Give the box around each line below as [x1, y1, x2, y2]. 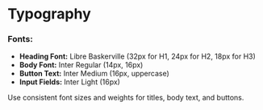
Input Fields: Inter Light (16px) [19, 77, 120, 87]
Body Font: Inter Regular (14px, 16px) [19, 60, 144, 70]
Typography [7, 5, 92, 23]
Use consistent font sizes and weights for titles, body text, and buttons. [7, 93, 244, 103]
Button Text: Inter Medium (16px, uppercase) [19, 69, 170, 79]
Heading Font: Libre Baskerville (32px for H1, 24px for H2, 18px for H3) [19, 51, 256, 61]
